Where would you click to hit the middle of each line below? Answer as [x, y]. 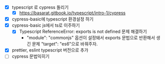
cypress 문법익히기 [31, 57]
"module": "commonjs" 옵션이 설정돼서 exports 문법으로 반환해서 [91, 38]
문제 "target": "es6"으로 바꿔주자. [65, 44]
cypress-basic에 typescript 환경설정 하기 [53, 19]
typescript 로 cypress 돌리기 [40, 7]
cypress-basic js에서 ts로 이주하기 [46, 25]
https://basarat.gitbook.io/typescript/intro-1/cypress [72, 13]
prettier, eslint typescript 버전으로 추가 [50, 50]
